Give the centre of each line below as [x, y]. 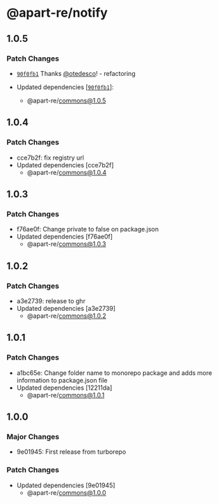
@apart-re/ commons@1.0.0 [66, 492]
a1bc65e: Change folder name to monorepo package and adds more [114, 373]
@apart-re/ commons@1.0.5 [66, 100]
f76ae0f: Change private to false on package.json [88, 229]
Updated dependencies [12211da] [64, 388]
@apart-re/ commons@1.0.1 [66, 395]
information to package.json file [62, 380]
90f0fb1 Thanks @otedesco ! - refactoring [76, 73]
